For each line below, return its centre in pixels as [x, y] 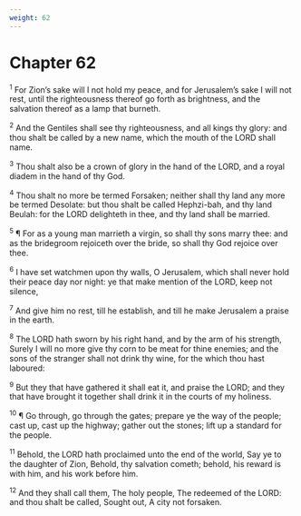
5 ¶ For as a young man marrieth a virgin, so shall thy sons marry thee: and [149, 233]
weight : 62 [30, 18]
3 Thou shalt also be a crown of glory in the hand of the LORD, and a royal [147, 165]
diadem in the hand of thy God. [67, 176]
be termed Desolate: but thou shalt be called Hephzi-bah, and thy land [141, 204]
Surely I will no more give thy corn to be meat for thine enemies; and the [144, 348]
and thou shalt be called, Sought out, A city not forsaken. [116, 502]
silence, [24, 291]
